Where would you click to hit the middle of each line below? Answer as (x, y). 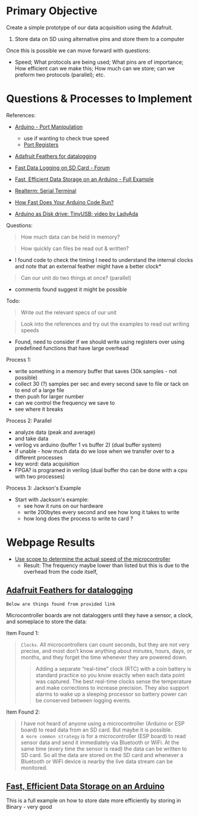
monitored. (34, 767)
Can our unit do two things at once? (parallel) (76, 277)
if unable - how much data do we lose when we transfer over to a (94, 451)
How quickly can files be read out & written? (75, 248)
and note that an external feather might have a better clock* (88, 266)
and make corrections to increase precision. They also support (112, 687)
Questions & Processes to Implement (99, 99)
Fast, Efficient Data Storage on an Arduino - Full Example (84, 179)
